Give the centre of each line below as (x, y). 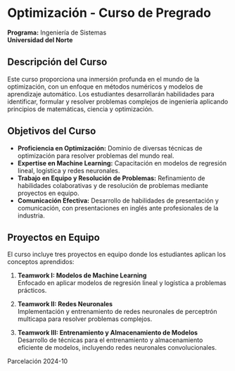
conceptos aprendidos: (41, 262)
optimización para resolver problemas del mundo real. (96, 156)
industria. (31, 215)
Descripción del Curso (57, 62)
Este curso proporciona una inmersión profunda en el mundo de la (103, 79)
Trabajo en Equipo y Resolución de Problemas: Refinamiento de (111, 178)
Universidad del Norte (40, 39)
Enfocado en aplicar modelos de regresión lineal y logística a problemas (122, 283)
